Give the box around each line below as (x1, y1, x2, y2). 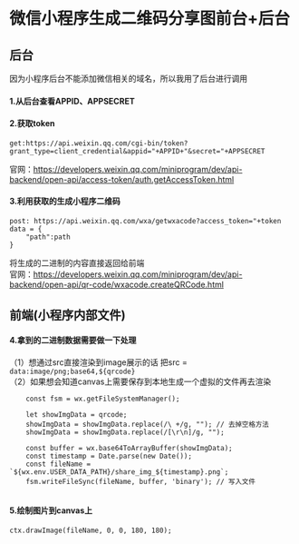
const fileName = (25, 460, 92, 469)
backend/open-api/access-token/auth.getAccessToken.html (9, 173, 235, 184)
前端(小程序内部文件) (9, 308, 126, 323)
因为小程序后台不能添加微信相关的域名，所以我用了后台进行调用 (9, 74, 247, 84)
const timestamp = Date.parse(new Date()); (25, 451, 193, 460)
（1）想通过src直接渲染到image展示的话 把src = (9, 356, 188, 368)
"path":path (25, 232, 71, 242)
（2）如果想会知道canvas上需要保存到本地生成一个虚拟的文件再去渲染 (9, 376, 272, 387)
